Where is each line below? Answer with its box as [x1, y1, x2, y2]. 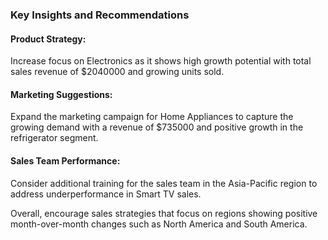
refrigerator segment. [10, 132, 99, 144]
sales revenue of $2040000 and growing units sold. [10, 66, 225, 78]
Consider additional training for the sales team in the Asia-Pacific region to [10, 177, 318, 189]
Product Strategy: [10, 33, 87, 45]
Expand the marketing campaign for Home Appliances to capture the [10, 111, 294, 123]
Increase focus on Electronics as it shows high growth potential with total [10, 55, 312, 67]
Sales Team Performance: [10, 154, 121, 167]
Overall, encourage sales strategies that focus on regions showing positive [10, 207, 318, 219]
